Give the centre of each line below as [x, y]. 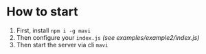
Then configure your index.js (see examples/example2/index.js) [108, 37]
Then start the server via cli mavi [62, 45]
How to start [42, 12]
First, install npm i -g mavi [54, 30]
